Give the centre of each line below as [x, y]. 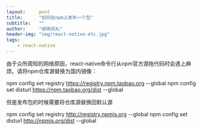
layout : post [28, 12]
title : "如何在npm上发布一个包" [50, 18]
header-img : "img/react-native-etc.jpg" [58, 34]
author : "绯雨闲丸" [34, 29]
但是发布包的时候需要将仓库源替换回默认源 [59, 102]
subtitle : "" [25, 23]
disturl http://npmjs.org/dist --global [52, 120]
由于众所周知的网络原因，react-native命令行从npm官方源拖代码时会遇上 [96, 63]
